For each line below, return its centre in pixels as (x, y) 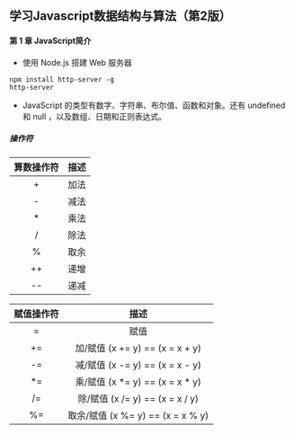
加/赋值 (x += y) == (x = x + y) (138, 348)
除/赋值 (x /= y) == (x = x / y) (138, 398)
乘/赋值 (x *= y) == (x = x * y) (138, 382)
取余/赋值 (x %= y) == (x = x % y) (138, 415)
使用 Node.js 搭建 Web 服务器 (77, 62)
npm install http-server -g (62, 79)
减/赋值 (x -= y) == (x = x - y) (138, 365)
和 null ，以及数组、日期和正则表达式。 (94, 116)
